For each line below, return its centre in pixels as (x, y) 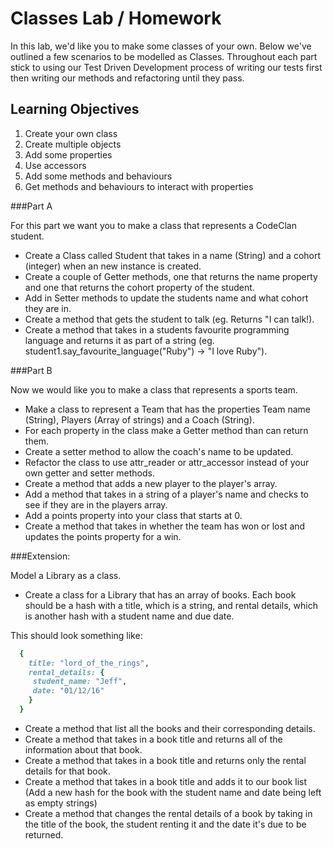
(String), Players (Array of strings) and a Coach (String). (139, 419)
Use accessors (55, 165)
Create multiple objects (73, 144)
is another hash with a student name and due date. (129, 616)
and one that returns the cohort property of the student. (139, 287)
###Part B (31, 370)
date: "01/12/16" (68, 691)
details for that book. (67, 771)
